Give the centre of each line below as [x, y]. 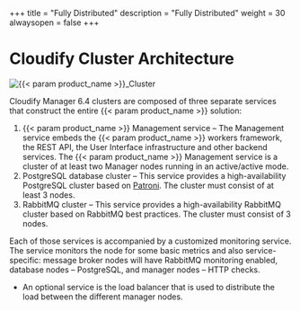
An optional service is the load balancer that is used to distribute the [149, 287]
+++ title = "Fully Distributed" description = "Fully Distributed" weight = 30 [147, 13]
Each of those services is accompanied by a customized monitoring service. [150, 241]
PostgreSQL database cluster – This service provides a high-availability [154, 175]
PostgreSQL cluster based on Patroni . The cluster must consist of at [148, 185]
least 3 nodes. [49, 195]
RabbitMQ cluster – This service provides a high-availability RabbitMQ [151, 204]
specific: [26, 260]
